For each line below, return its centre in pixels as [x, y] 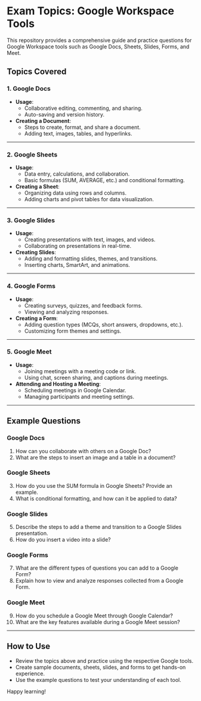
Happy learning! [27, 691]
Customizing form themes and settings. [73, 331]
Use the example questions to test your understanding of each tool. [98, 680]
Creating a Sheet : [38, 186]
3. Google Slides [31, 220]
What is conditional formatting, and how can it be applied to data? [96, 498]
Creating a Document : [43, 121]
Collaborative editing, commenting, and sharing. [83, 108]
